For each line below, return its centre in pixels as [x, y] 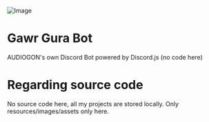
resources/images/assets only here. [58, 111]
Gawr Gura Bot [50, 38]
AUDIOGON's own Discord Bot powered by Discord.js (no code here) [105, 57]
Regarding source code [75, 85]
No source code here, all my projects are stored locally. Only [93, 103]
